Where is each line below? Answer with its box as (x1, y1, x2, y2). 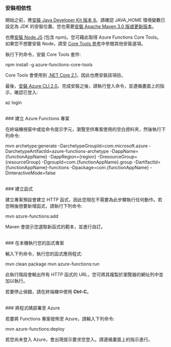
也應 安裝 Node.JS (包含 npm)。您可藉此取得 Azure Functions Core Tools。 (5, 34, 162, 40)
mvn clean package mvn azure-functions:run (5, 261, 100, 267)
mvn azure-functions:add (5, 213, 59, 220)
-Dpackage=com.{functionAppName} (70, 165, 149, 171)
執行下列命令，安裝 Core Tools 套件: (5, 51, 81, 58)
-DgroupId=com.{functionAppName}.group (41, 159, 133, 165)
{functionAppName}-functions (5, 165, 69, 171)
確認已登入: (14, 89, 38, 95)
